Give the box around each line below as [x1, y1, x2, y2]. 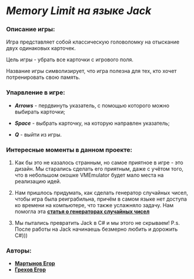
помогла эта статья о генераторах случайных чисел [14, 208, 150, 215]
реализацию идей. [14, 178, 62, 185]
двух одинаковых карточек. [6, 45, 76, 52]
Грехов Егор [14, 266, 46, 273]
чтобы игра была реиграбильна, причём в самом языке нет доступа [14, 195, 187, 202]
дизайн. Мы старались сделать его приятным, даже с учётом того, [14, 165, 184, 172]
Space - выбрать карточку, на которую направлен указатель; [14, 119, 170, 127]
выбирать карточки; [14, 108, 66, 115]
